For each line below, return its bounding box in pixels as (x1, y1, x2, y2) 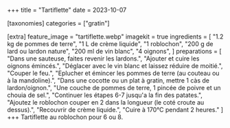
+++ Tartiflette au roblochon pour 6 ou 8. (7, 113, 124, 121)
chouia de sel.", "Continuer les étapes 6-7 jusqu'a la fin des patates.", (7, 91, 203, 99)
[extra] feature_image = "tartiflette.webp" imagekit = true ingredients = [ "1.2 (7, 32, 224, 41)
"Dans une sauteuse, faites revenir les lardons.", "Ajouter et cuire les (7, 54, 200, 63)
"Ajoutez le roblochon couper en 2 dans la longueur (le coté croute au (7, 98, 205, 106)
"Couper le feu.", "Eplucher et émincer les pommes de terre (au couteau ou (7, 69, 220, 77)
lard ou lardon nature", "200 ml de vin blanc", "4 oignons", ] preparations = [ (7, 47, 222, 55)
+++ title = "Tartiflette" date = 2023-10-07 (7, 6, 127, 14)
